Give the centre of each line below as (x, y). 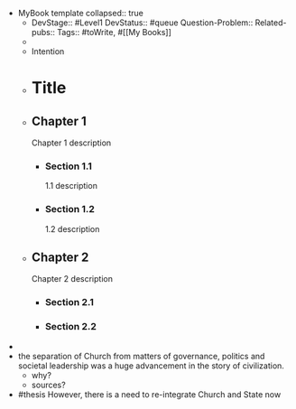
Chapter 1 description (71, 143)
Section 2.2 (71, 327)
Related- (271, 23)
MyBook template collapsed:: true (81, 13)
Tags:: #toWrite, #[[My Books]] (114, 32)
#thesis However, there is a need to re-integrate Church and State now (149, 394)
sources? (48, 385)
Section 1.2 (69, 209)
